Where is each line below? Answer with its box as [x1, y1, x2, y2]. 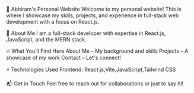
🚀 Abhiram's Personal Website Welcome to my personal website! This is [6, 6, 182, 12]
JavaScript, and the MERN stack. [6, 36, 87, 43]
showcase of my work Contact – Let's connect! [6, 54, 122, 61]
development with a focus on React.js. [6, 18, 100, 25]
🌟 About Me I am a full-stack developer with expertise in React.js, [6, 30, 166, 37]
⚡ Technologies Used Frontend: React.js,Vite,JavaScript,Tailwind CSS [6, 66, 176, 73]
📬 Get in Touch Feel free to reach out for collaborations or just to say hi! [6, 80, 184, 87]
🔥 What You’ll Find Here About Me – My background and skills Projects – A [6, 47, 189, 54]
